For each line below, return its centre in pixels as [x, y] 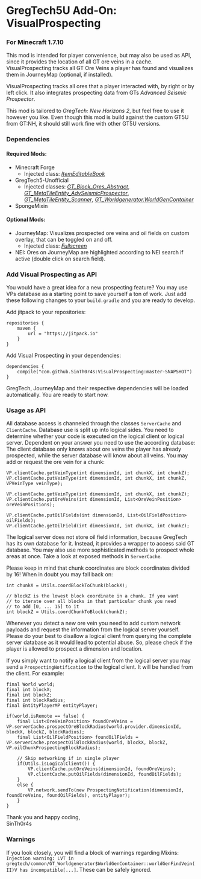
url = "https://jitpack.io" [63, 334]
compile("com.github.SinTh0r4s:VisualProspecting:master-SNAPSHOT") [105, 372]
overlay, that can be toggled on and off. [64, 239]
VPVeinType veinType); [35, 484]
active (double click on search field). [60, 259]
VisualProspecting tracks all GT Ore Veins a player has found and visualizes [100, 68]
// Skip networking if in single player [68, 759]
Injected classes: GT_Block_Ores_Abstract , [77, 186]
